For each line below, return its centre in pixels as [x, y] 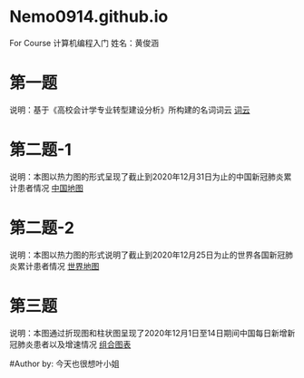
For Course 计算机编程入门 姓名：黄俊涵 [84, 43]
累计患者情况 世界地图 [58, 266]
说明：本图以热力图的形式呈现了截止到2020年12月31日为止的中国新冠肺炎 [147, 176]
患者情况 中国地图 [50, 188]
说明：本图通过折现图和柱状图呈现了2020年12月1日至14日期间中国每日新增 [148, 333]
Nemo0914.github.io [89, 17]
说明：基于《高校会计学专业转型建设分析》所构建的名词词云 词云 [130, 110]
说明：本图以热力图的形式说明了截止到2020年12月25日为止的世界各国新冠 [147, 255]
